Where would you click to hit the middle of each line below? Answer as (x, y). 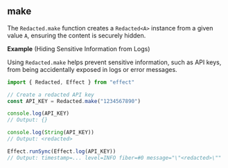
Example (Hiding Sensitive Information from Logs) (79, 48)
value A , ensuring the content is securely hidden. (77, 35)
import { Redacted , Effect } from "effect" (71, 82)
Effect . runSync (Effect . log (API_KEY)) (62, 151)
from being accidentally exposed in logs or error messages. (93, 69)
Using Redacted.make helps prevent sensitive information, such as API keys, (114, 62)
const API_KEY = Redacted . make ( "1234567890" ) (74, 101)
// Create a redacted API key (51, 95)
